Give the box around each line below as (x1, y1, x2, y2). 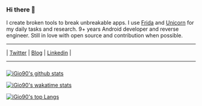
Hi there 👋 (6, 5, 36, 14)
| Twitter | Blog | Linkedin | (6, 49, 72, 57)
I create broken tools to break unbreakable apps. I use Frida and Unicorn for (6, 19, 194, 26)
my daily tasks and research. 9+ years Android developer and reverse (6, 25, 179, 33)
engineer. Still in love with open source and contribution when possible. (6, 32, 183, 39)
